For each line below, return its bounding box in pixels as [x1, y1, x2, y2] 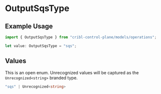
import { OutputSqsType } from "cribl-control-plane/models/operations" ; [5, 35, 157, 40]
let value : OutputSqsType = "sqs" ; [5, 43, 77, 48]
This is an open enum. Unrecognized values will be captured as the [5, 69, 139, 75]
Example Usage [5, 22, 53, 30]
